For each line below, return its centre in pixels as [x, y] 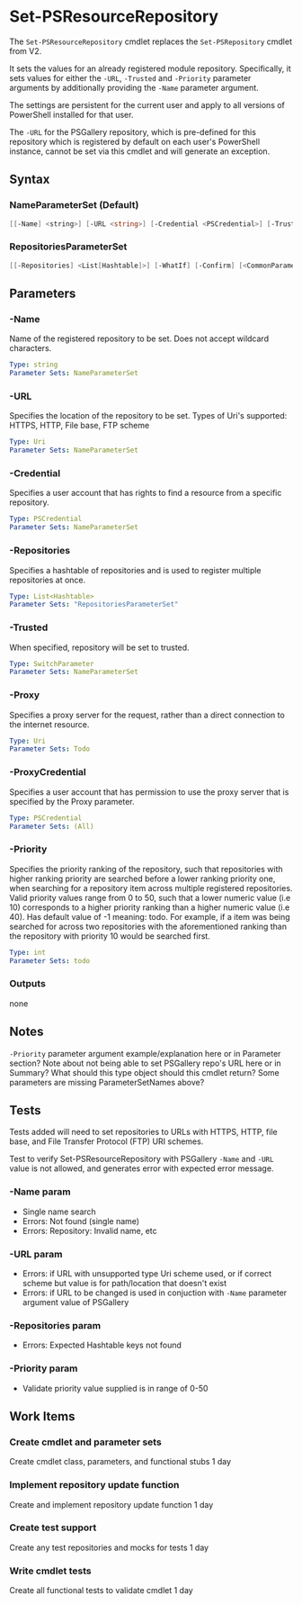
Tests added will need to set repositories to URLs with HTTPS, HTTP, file [143, 1132]
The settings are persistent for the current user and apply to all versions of [147, 104]
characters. [31, 348]
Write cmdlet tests [50, 1571]
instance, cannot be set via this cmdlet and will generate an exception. [140, 151]
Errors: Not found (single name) [81, 1221]
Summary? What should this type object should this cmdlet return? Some [145, 1072]
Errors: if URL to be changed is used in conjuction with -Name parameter [155, 1293]
